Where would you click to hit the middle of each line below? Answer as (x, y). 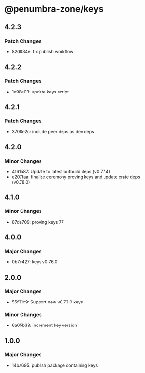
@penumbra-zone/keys (54, 9)
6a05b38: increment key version (44, 325)
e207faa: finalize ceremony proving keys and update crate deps (76, 177)
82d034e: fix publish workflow (42, 51)
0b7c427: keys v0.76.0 (34, 262)
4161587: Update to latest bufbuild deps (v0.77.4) (61, 171)
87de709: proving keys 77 (38, 222)
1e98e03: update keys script (40, 92)
